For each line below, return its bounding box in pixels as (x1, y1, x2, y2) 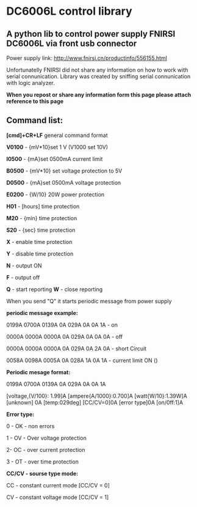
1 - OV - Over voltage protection (6, 434, 87, 442)
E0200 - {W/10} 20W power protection (6, 191, 105, 198)
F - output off (6, 273, 40, 281)
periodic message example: (6, 309, 78, 316)
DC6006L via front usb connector (6, 38, 137, 48)
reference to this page (6, 98, 64, 105)
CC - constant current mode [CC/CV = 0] (6, 481, 110, 489)
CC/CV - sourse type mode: (6, 470, 79, 477)
